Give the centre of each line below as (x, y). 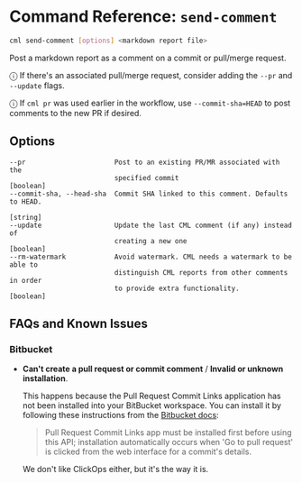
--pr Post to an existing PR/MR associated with (145, 162)
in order (26, 280)
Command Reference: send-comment (143, 17)
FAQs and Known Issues (79, 324)
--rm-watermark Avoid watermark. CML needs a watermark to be (151, 257)
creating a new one (151, 241)
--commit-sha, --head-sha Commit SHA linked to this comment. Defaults (149, 194)
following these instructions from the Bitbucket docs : (120, 415)
